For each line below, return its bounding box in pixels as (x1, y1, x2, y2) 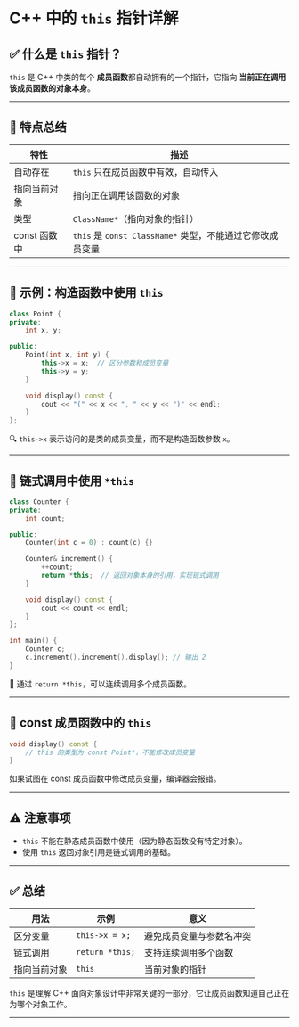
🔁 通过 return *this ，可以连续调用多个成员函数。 (9, 678, 191, 689)
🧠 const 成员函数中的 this (9, 715, 152, 731)
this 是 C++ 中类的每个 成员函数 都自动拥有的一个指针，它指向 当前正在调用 (9, 72, 287, 82)
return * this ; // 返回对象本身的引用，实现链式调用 (41, 571, 220, 580)
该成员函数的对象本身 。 (9, 83, 95, 94)
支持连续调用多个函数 (143, 946, 234, 958)
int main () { (9, 637, 58, 645)
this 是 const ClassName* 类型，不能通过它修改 (72, 229, 270, 242)
